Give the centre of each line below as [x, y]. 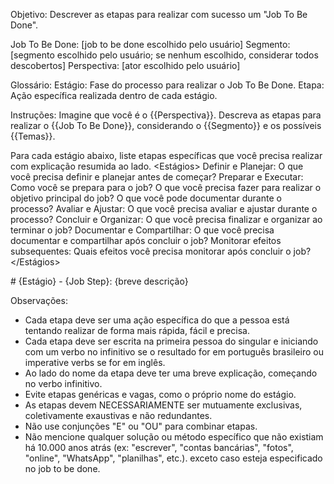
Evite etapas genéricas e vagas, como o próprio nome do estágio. [160, 394]
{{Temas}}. [33, 136]
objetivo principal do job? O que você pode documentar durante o [146, 198]
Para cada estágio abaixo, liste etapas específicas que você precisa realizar [166, 155]
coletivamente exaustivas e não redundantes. [118, 415]
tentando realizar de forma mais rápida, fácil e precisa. [137, 330]
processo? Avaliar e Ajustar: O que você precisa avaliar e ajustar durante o [164, 208]
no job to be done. [62, 468]
